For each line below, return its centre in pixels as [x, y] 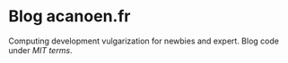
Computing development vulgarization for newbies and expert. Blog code [144, 41]
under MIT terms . [40, 50]
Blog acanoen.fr [70, 16]
